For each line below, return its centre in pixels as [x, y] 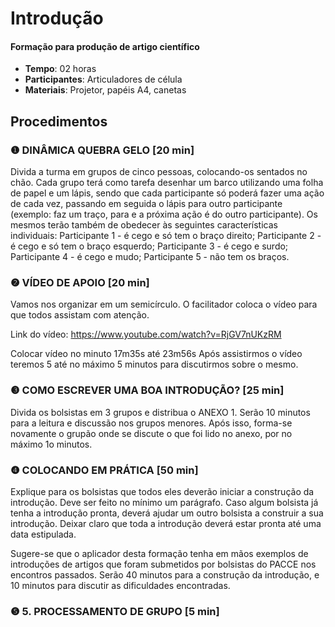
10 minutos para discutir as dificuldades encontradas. [120, 585]
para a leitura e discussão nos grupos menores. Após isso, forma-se [151, 423]
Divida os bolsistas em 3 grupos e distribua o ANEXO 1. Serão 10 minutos [160, 412]
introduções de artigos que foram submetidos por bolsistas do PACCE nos [163, 564]
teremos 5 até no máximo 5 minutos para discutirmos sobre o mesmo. [154, 364]
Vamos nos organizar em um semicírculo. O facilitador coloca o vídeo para [164, 304]
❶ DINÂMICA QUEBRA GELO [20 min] [102, 150]
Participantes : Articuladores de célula [103, 79]
